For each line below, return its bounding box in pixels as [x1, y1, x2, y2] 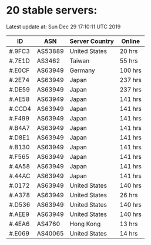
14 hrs [119, 229, 138, 237]
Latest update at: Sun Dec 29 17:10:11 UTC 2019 [6, 23, 121, 30]
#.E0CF [9, 66, 30, 74]
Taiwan [69, 57, 90, 65]
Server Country [69, 37, 115, 45]
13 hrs [119, 220, 138, 228]
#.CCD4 [9, 104, 31, 113]
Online [121, 37, 140, 45]
